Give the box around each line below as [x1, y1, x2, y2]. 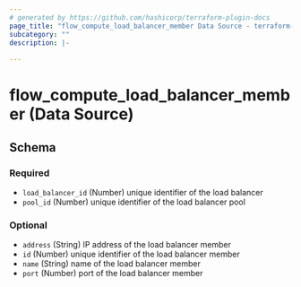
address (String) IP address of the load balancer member [21, 239, 231, 250]
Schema [9, 140, 56, 155]
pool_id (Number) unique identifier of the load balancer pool [21, 196, 246, 207]
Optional [9, 219, 47, 231]
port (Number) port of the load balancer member [21, 268, 203, 279]
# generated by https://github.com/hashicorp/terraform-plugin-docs [9, 13, 271, 22]
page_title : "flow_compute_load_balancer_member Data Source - [9, 22, 251, 30]
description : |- [9, 38, 70, 48]
